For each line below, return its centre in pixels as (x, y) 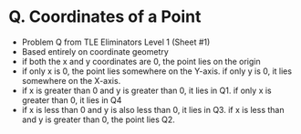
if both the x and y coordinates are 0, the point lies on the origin (141, 61)
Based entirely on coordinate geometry (95, 51)
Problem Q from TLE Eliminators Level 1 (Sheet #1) (116, 42)
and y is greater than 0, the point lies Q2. (98, 119)
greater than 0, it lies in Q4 (72, 100)
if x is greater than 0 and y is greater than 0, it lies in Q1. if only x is (146, 90)
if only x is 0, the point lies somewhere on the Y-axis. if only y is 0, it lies (157, 71)
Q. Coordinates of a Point (105, 17)
